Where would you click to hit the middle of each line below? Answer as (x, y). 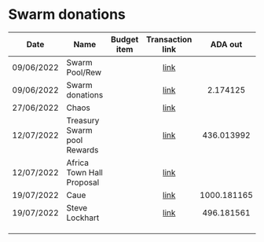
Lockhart (83, 218)
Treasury (83, 120)
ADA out (226, 44)
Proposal (83, 182)
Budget (125, 39)
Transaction (169, 39)
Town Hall (85, 172)
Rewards (82, 149)
